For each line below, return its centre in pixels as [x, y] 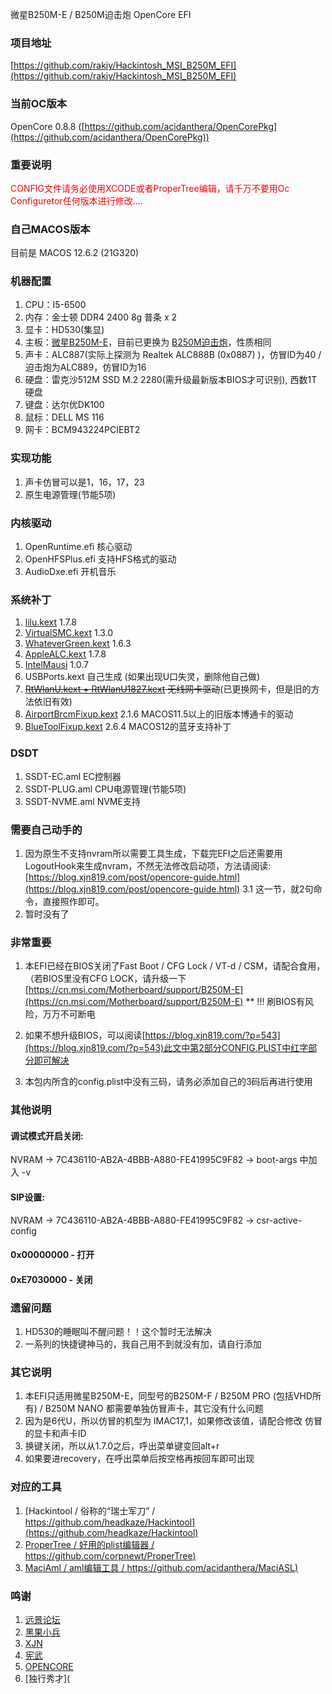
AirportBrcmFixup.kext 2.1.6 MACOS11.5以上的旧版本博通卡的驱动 [159, 714]
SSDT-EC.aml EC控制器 [73, 776]
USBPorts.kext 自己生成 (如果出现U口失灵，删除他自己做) [142, 677]
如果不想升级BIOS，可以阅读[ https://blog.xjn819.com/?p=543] [152, 1035]
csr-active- [279, 1220]
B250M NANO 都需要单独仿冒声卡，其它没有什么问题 [154, 1409]
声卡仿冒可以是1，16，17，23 [84, 482]
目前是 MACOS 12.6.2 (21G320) [75, 253]
